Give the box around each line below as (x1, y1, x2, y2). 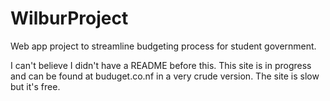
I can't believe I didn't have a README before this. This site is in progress (10, 59, 312, 71)
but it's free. (10, 80, 61, 92)
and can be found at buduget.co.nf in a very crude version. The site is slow (10, 70, 320, 82)
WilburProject (10, 7, 129, 30)
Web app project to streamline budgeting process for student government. (10, 40, 317, 52)
